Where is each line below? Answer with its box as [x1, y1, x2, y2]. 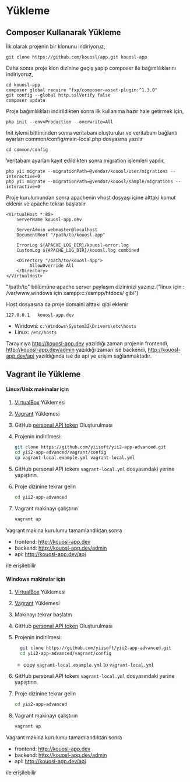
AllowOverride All [29, 263, 75, 269]
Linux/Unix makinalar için [6, 385, 69, 393]
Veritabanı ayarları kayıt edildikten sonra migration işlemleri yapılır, [6, 157, 165, 164]
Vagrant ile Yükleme [6, 369, 81, 379]
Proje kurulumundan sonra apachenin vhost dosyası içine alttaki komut [6, 194, 176, 201]
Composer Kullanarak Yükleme [6, 28, 121, 37]
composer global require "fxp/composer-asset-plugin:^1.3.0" [6, 87, 158, 93]
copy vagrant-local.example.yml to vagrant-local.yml [23, 661, 154, 668]
